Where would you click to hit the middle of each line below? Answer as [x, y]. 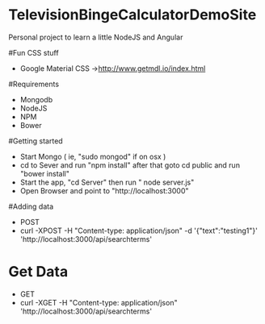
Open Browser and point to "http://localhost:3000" [104, 190]
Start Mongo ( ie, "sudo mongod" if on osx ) [93, 156]
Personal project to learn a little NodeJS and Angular [96, 37]
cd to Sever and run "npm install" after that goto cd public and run [130, 165]
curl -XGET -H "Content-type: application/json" [99, 302]
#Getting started [36, 141]
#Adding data [31, 206]
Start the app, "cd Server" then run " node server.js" [107, 182]
